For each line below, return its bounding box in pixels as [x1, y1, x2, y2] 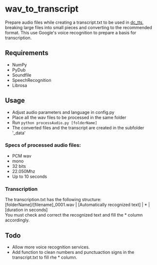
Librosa [12, 82, 28, 88]
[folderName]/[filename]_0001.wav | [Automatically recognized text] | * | [5, 202, 150, 208]
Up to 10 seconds [12, 173, 47, 179]
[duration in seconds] [5, 207, 48, 213]
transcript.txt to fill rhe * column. [12, 254, 78, 260]
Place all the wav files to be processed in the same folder [12, 114, 126, 120]
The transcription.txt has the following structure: [5, 197, 102, 203]
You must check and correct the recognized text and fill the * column [5, 212, 143, 218]
